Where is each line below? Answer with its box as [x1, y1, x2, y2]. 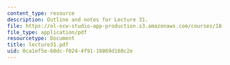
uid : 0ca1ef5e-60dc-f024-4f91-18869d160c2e [7, 48, 133, 55]
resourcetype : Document [7, 35, 75, 42]
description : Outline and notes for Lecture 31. [7, 16, 149, 23]
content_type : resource [7, 9, 75, 17]
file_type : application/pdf [7, 28, 88, 36]
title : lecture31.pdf [7, 41, 69, 48]
